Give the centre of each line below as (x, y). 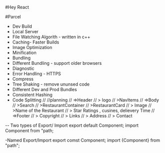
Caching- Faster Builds (36, 42)
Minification (24, 52)
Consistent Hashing (32, 95)
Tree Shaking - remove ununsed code (51, 84)
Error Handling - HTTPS (36, 74)
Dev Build (22, 26)
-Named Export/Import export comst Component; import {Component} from (82, 140)
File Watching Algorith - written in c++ (51, 37)
